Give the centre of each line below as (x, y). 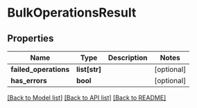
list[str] (89, 69)
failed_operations (40, 69)
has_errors (29, 81)
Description (128, 58)
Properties (31, 38)
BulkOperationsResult (72, 13)
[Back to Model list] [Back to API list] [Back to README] (87, 98)
